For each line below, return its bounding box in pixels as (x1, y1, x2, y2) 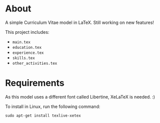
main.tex (12, 39, 31, 45)
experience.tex (12, 50, 44, 55)
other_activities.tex (12, 61, 57, 66)
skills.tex (12, 55, 35, 60)
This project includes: (5, 29, 50, 35)
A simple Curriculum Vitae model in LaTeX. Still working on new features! (5, 19, 154, 25)
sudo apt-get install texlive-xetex (5, 113, 81, 118)
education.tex (12, 45, 42, 50)
